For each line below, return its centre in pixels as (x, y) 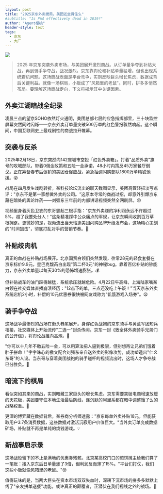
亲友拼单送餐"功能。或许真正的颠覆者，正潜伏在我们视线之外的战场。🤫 (86, 486)
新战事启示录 (24, 445)
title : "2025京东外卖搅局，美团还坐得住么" (44, 14)
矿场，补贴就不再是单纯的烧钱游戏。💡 (43, 428)
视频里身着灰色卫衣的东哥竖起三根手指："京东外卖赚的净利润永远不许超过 (78, 211)
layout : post (18, 9)
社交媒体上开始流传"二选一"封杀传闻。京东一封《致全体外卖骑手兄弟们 (88, 330)
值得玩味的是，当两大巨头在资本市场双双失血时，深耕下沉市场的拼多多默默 (79, 480)
